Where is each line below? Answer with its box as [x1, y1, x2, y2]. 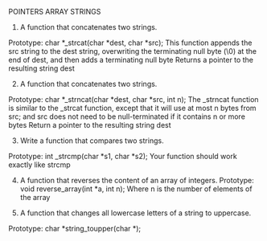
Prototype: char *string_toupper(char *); [8, 224, 142, 233]
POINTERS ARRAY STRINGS [8, 7, 101, 16]
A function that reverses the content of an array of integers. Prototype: [19, 176, 255, 185]
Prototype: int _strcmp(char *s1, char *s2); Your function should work [8, 152, 237, 161]
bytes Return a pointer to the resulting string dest [8, 120, 171, 129]
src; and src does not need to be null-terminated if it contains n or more [8, 112, 245, 121]
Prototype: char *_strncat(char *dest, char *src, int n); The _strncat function [8, 95, 259, 104]
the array [19, 193, 51, 202]
